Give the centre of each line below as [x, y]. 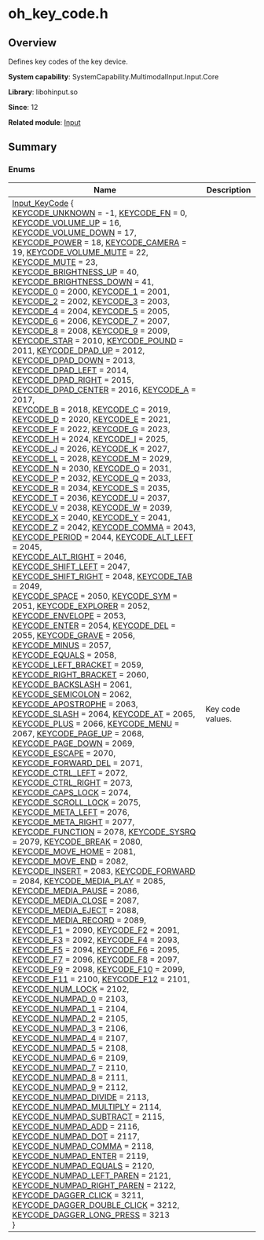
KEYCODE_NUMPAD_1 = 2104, [70, 1008]
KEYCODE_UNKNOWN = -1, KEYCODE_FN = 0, [100, 213]
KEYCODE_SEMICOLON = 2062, [72, 694]
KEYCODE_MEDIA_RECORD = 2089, [79, 920]
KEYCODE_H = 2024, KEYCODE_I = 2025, [90, 438]
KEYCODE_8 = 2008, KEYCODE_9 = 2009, [91, 331]
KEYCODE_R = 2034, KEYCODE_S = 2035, [91, 488]
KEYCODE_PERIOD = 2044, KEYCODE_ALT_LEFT [103, 537]
